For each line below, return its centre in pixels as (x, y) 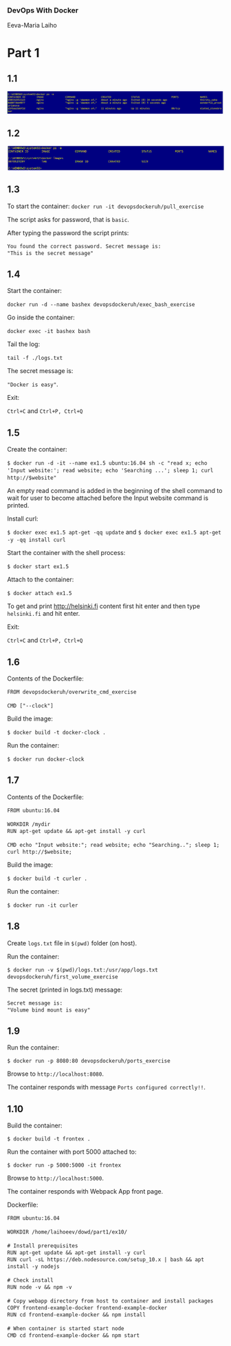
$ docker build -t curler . (47, 878)
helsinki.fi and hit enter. (44, 614)
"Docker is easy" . (33, 384)
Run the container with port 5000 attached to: (72, 1152)
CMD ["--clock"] (30, 705)
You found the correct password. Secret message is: (84, 246)
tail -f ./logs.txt (35, 358)
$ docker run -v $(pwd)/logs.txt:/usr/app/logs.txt (82, 970)
